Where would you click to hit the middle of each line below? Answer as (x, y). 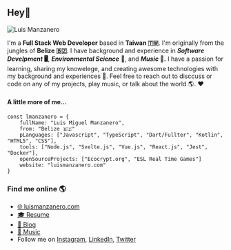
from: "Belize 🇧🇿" (48, 129)
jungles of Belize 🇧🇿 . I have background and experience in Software (106, 50)
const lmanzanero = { (38, 117)
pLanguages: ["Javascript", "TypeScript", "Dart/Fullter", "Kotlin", (122, 135)
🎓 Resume (33, 215)
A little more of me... (37, 102)
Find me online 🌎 (37, 189)
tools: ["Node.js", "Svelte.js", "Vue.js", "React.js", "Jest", (114, 147)
